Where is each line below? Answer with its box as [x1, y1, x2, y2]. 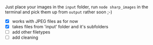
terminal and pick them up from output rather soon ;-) [5, 9, 113, 15]
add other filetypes [12, 29, 51, 35]
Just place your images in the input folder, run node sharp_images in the [5, 4, 149, 10]
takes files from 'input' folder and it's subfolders [12, 24, 108, 30]
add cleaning [12, 34, 38, 40]
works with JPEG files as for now [12, 19, 79, 24]
